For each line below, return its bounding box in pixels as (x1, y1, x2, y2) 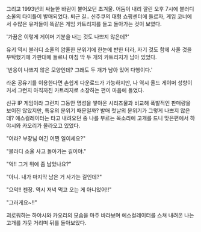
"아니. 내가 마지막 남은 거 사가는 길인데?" (6, 174, 102, 180)
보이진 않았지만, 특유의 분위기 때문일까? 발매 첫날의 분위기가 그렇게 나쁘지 (6, 107, 179, 114)
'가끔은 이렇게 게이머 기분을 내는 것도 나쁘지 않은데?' (6, 33, 129, 40)
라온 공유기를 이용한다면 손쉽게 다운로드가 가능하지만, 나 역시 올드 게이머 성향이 (6, 79, 193, 86)
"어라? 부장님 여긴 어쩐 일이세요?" (6, 135, 86, 142)
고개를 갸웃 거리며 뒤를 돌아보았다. (6, 219, 87, 226)
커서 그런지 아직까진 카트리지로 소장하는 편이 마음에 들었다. (6, 87, 144, 93)
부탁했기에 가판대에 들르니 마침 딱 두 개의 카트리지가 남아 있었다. (6, 54, 158, 60)
